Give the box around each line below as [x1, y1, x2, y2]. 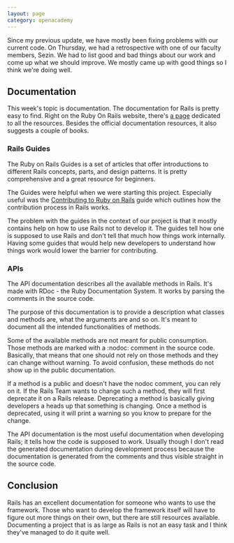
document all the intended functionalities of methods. [7, 322, 161, 331]
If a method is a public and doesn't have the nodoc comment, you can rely [7, 379, 221, 387]
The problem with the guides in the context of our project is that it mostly [7, 216, 217, 225]
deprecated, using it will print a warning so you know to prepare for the [7, 409, 212, 417]
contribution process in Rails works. [7, 203, 110, 211]
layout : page [7, 10, 45, 17]
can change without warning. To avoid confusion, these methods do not [7, 358, 214, 366]
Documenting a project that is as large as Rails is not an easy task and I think [7, 521, 228, 529]
